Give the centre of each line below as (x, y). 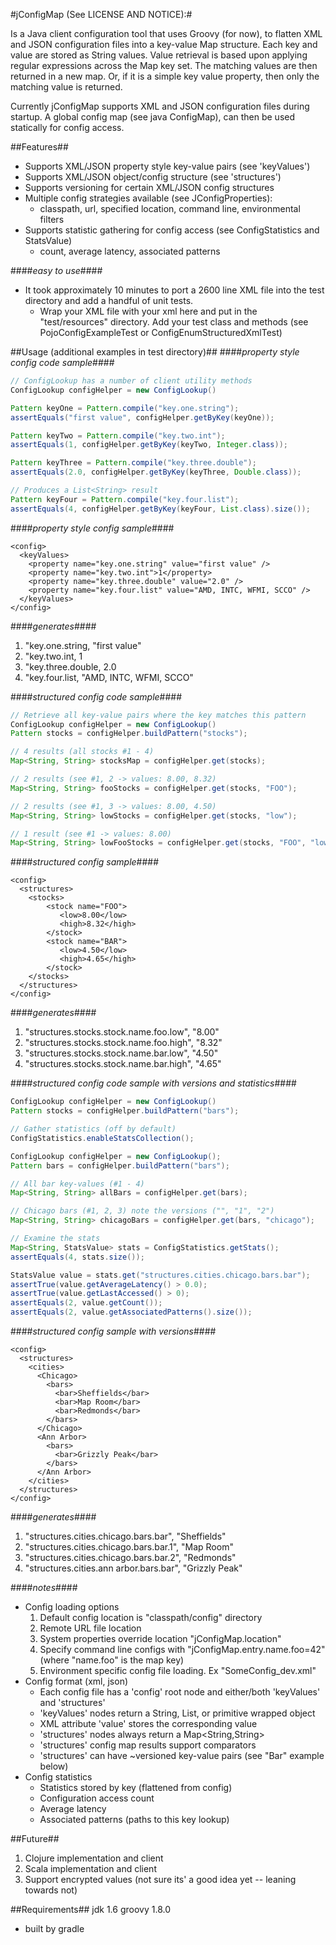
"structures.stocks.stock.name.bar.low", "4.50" (121, 1053)
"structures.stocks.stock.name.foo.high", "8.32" (123, 1043)
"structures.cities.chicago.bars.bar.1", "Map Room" (129, 1547)
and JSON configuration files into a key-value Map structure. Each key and (164, 44)
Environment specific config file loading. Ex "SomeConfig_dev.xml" (178, 1670)
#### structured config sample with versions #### (113, 1331)
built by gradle (54, 1928)
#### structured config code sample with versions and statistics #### (153, 1083)
